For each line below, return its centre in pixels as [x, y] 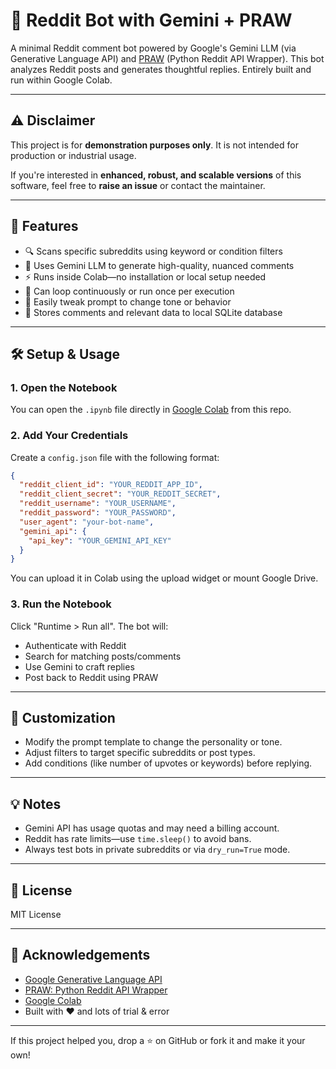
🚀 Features [44, 226]
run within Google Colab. [61, 80]
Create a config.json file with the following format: [115, 457]
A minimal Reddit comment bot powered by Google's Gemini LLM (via [153, 48]
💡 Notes [36, 804]
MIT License [36, 915]
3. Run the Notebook [61, 604]
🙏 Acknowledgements [80, 955]
